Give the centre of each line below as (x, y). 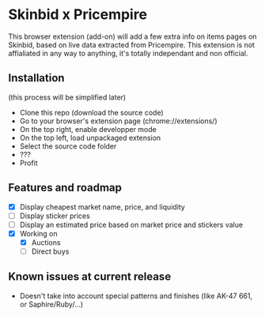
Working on (38, 233)
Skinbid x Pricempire (78, 15)
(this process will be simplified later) (67, 97)
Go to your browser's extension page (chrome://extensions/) (118, 121)
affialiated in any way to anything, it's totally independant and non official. (128, 53)
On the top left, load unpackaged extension (90, 138)
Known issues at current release (90, 277)
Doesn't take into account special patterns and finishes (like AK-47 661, (136, 296)
